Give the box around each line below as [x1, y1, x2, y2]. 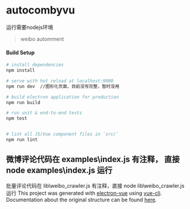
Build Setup [6, 49, 35, 56]
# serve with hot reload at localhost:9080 [6, 77, 114, 84]
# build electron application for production [6, 94, 119, 100]
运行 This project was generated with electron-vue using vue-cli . [6, 189, 162, 197]
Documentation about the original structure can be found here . [6, 196, 157, 203]
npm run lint [6, 137, 38, 143]
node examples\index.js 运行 [6, 166, 113, 176]
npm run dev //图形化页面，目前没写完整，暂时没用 [6, 83, 120, 89]
